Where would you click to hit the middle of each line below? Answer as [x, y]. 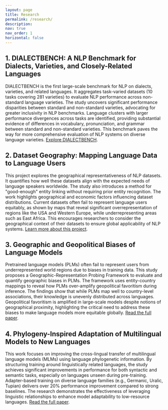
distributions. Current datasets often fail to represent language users [76, 202]
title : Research [22, 15]
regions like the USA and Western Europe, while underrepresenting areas [81, 213]
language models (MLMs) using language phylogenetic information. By [79, 359]
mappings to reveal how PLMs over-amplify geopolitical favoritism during [81, 286]
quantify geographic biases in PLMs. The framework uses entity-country [80, 281]
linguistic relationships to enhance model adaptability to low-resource [77, 397]
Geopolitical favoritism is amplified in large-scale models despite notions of [83, 302]
